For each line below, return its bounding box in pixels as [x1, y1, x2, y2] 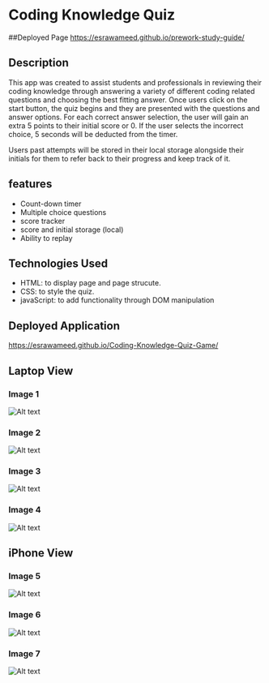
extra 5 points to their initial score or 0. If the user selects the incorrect [8, 120, 244, 131]
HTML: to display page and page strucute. [19, 278, 161, 288]
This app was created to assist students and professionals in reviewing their [8, 77, 262, 87]
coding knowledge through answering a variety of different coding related [8, 86, 255, 96]
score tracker [19, 216, 66, 226]
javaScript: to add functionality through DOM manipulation [19, 295, 215, 305]
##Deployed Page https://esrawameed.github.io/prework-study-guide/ [8, 32, 245, 42]
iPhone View [8, 546, 74, 561]
